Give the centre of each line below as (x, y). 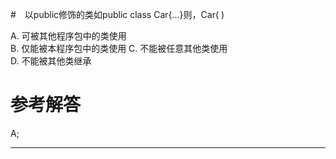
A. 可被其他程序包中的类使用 (68, 36)
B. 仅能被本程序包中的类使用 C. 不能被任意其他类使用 (119, 48)
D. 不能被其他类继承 (51, 61)
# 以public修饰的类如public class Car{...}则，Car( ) (117, 14)
